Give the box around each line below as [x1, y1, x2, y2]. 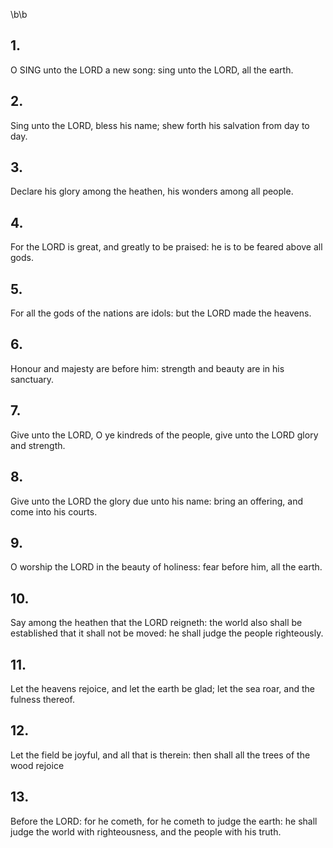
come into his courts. [10, 505, 98, 518]
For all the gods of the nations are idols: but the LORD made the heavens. [10, 307, 312, 319]
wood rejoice [10, 759, 65, 771]
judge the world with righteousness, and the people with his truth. [10, 825, 282, 838]
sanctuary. [10, 373, 55, 385]
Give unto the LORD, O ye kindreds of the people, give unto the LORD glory [10, 429, 319, 441]
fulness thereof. [10, 693, 76, 705]
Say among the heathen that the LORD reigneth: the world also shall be [10, 617, 303, 629]
